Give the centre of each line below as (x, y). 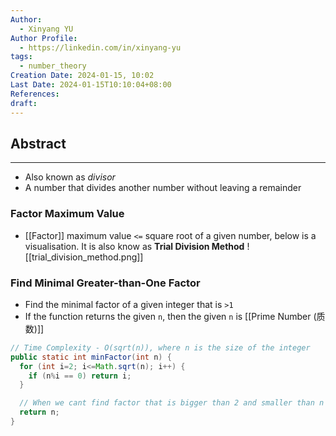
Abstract (38, 143)
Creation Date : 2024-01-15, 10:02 (82, 76)
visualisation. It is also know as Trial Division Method (134, 246)
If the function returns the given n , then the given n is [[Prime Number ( (170, 316)
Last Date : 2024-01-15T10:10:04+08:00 (91, 85)
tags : (21, 57)
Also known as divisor (70, 177)
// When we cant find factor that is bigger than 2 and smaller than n (172, 403)
